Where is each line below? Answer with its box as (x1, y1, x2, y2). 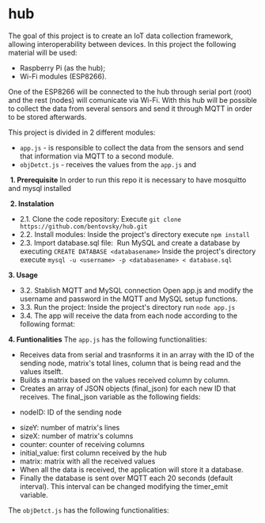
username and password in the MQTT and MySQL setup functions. (19, 294, 238, 303)
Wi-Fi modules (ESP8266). (19, 71, 107, 81)
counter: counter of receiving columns (19, 439, 145, 449)
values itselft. (19, 366, 63, 376)
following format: (19, 319, 75, 329)
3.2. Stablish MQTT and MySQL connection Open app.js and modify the (19, 285, 254, 295)
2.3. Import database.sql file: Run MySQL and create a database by (19, 238, 240, 247)
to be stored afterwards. (8, 112, 87, 121)
